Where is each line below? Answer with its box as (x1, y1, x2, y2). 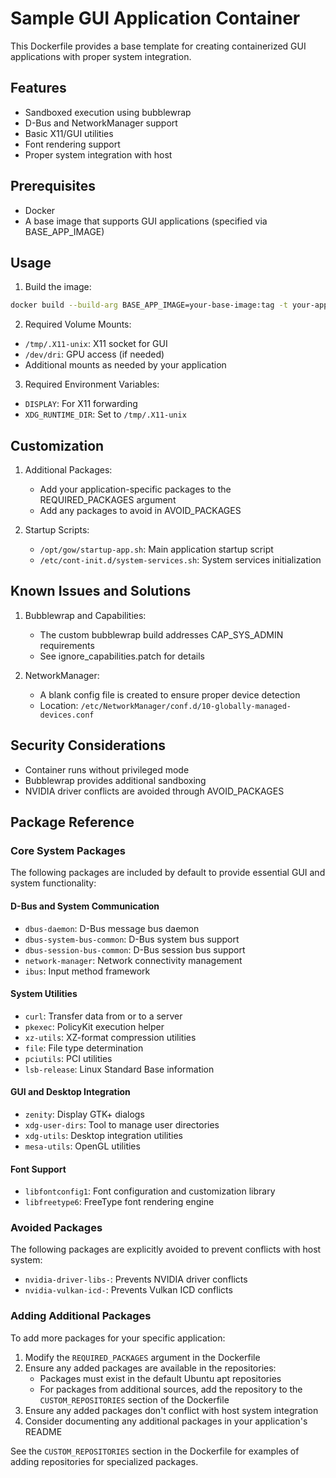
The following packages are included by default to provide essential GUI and (10, 867, 326, 879)
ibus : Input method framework (24, 965, 151, 977)
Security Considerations (10, 737, 167, 754)
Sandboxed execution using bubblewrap (24, 106, 192, 118)
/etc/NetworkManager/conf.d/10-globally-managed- (80, 701, 292, 711)
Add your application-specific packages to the (39, 483, 232, 496)
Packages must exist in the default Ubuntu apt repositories (39, 1372, 282, 1384)
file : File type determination (24, 1042, 144, 1054)
